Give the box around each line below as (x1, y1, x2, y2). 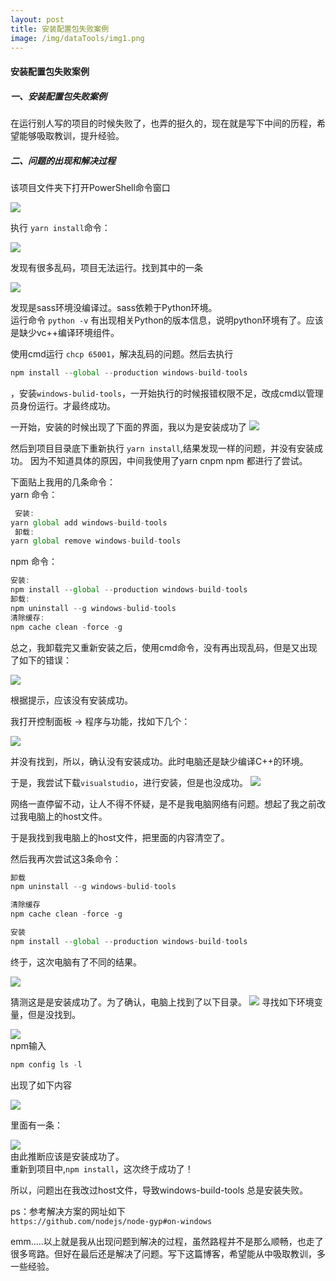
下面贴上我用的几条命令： (10, 476, 116, 488)
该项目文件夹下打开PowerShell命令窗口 (10, 181, 171, 193)
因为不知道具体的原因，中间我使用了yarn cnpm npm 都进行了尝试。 (29, 454, 308, 466)
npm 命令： (10, 556, 58, 568)
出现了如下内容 (10, 1079, 72, 1091)
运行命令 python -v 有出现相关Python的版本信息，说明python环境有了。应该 (10, 314, 324, 326)
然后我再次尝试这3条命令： (10, 852, 122, 865)
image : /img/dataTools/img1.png (10, 33, 145, 43)
